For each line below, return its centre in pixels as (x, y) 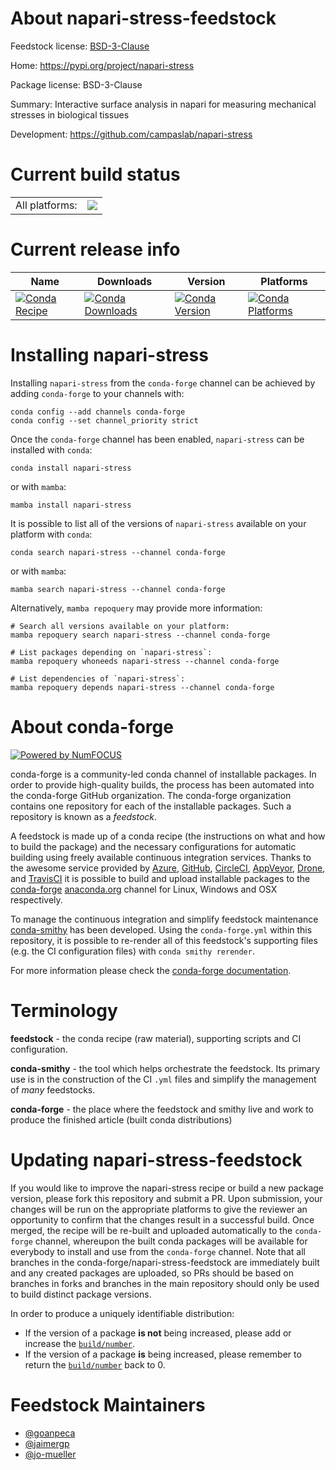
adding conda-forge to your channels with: (97, 393)
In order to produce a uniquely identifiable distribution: (122, 1313)
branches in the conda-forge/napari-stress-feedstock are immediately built (165, 1262)
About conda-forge (92, 726)
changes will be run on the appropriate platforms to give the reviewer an (159, 1209)
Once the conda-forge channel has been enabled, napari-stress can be (157, 439)
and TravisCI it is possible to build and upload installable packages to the (160, 878)
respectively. (36, 899)
